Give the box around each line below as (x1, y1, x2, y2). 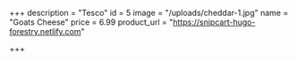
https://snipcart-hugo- (173, 17, 256, 27)
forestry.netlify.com (9, 27, 82, 36)
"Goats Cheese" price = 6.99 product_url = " (9, 17, 174, 27)
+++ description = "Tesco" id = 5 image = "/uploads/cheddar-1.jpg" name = (9, 8, 289, 18)
